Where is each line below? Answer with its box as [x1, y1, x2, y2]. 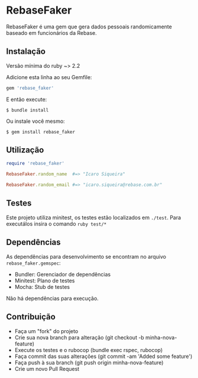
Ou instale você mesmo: [6, 118, 65, 125]
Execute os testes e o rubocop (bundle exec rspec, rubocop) [14, 346, 163, 353]
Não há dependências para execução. [6, 295, 99, 302]
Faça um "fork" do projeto [14, 327, 79, 334]
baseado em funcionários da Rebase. [6, 29, 98, 36]
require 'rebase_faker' [6, 161, 65, 167]
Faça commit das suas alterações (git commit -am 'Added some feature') [14, 353, 193, 360]
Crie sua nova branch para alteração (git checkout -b [14, 334, 145, 341]
